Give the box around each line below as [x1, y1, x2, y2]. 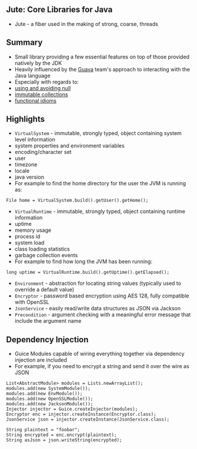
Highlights [6, 114, 45, 124]
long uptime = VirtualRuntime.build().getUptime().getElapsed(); [6, 270, 169, 276]
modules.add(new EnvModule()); [6, 391, 83, 397]
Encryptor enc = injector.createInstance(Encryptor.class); [6, 411, 157, 418]
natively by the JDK [14, 59, 62, 67]
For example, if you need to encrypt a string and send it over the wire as [14, 363, 189, 370]
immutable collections [14, 91, 68, 98]
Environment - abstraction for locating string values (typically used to [14, 280, 181, 287]
